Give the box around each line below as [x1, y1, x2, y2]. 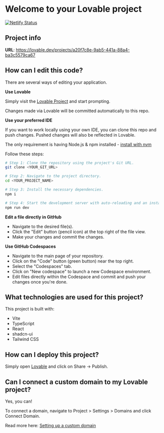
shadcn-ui [12, 331, 33, 337]
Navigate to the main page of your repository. [12, 253, 104, 259]
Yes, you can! [5, 398, 33, 404]
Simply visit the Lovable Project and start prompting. [5, 98, 111, 104]
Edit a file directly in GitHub [5, 214, 62, 220]
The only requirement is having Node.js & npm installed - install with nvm [5, 141, 152, 147]
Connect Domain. [5, 413, 41, 419]
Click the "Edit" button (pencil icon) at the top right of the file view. [12, 229, 146, 235]
